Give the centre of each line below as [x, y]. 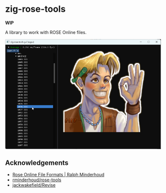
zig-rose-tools [35, 9]
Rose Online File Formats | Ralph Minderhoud [58, 175]
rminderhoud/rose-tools [37, 180]
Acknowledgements [37, 163]
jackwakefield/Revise [34, 185]
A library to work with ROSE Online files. [46, 32]
